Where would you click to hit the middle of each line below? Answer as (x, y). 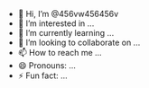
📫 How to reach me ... (60, 53)
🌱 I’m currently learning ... (66, 33)
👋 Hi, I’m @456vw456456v (68, 14)
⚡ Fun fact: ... (42, 75)
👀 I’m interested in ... (56, 23)
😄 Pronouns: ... (47, 66)
